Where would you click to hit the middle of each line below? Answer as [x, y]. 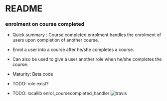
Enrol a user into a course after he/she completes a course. [73, 50]
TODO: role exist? [30, 84]
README [24, 9]
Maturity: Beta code [33, 74]
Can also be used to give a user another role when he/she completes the [87, 59]
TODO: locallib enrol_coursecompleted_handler [61, 93]
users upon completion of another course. [56, 40]
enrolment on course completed [45, 24]
